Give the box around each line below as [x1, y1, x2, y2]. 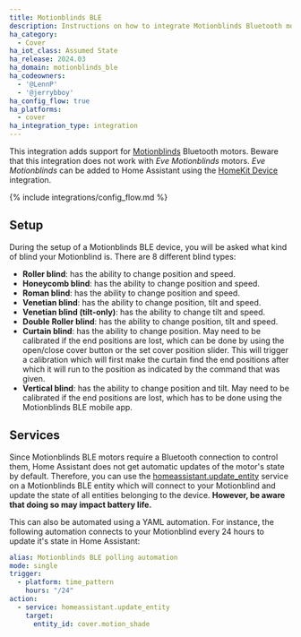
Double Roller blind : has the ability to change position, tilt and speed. [21, 315, 279, 327]
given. [21, 373, 46, 383]
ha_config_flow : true [9, 96, 90, 106]
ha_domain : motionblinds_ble [9, 64, 118, 73]
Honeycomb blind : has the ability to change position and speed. [21, 278, 260, 288]
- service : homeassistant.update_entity [17, 602, 170, 612]
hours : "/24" [25, 586, 74, 596]
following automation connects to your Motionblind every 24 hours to [9, 526, 264, 537]
